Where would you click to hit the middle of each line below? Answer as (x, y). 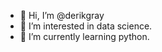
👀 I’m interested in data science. (86, 26)
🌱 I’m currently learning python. (84, 36)
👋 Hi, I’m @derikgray (62, 15)
